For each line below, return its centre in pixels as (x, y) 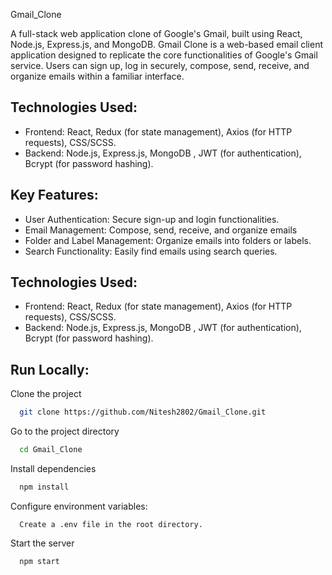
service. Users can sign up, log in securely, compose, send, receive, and (160, 65)
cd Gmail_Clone (51, 450)
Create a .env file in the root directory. (111, 524)
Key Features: (54, 195)
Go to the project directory (65, 431)
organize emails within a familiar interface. (97, 76)
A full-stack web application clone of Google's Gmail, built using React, (156, 33)
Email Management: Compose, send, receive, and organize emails (161, 230)
